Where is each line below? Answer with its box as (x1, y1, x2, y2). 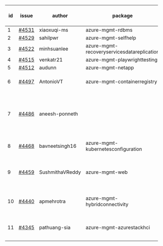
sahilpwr (39, 35, 59, 41)
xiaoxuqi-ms (39, 27, 68, 33)
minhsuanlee (39, 46, 69, 52)
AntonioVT (39, 78, 64, 85)
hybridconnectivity (85, 201, 129, 208)
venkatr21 (39, 56, 63, 63)
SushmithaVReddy (39, 169, 81, 176)
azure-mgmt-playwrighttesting (85, 56, 158, 63)
